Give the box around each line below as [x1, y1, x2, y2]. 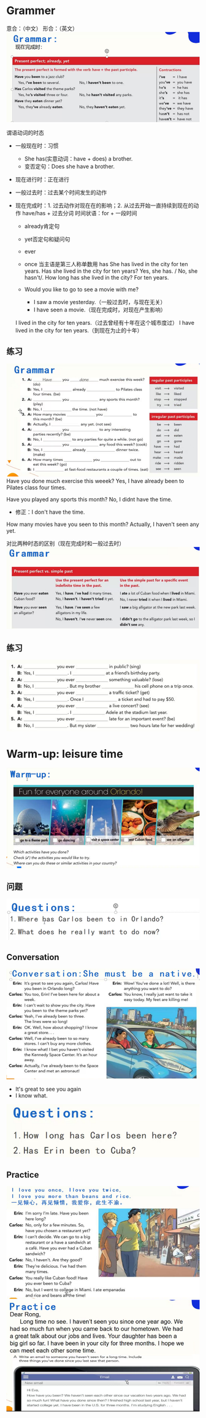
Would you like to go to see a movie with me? [24, 286, 139, 293]
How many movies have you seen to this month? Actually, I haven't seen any [6, 520, 199, 528]
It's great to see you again [15, 1086, 82, 1092]
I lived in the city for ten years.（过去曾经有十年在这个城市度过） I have [15, 319, 195, 326]
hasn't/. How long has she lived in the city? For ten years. [24, 273, 169, 281]
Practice [6, 1169, 39, 1180]
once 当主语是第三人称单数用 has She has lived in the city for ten [24, 260, 188, 267]
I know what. [15, 1092, 48, 1099]
